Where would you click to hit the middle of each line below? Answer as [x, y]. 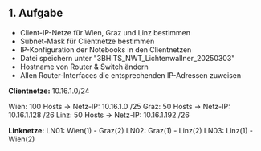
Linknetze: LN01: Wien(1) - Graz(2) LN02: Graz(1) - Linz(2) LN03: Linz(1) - [131, 130]
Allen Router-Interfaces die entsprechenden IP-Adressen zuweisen [130, 75]
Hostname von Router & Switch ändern [84, 67]
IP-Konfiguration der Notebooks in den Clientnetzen [106, 49]
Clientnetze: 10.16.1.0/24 [49, 91]
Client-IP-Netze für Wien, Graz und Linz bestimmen [105, 32]
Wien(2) [22, 139]
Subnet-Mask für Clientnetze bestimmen [87, 41]
